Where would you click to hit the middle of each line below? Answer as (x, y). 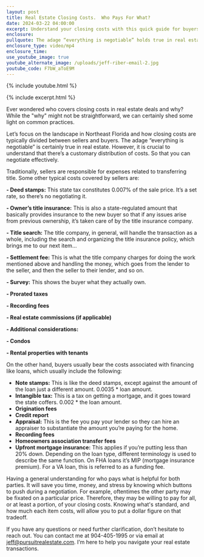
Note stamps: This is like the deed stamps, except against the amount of (106, 383)
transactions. (23, 548)
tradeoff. (17, 517)
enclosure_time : (27, 52)
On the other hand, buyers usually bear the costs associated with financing (100, 365)
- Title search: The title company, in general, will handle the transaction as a (102, 233)
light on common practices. (40, 122)
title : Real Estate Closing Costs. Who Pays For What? (78, 18)
